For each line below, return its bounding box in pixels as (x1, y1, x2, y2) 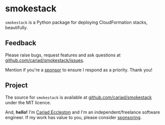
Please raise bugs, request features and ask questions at (5, 52, 121, 58)
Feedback (5, 39, 37, 47)
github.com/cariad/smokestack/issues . (5, 57, 84, 63)
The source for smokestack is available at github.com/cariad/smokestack (5, 94, 152, 100)
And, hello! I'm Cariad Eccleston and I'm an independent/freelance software (5, 109, 161, 115)
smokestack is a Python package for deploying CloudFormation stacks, (5, 19, 148, 25)
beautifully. (5, 24, 28, 30)
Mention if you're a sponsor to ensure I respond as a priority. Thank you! (5, 67, 153, 73)
